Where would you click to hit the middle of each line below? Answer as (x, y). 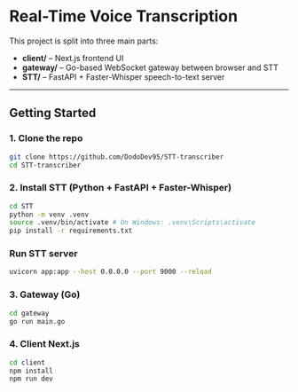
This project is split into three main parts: (84, 41)
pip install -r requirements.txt (71, 231)
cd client (27, 362)
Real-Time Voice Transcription (123, 16)
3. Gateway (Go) (45, 294)
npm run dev (31, 379)
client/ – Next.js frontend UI (73, 58)
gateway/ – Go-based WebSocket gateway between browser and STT (150, 67)
